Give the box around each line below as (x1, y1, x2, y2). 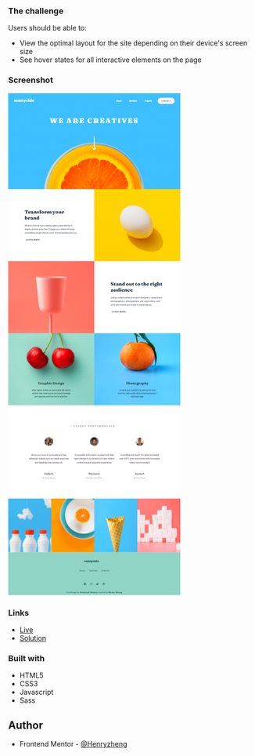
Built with (8, 652, 45, 663)
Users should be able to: (8, 24, 88, 33)
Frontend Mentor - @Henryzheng (19, 740, 127, 748)
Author (8, 718, 43, 732)
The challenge (8, 5, 64, 16)
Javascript (19, 688, 54, 697)
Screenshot (8, 75, 53, 85)
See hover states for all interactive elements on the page (19, 55, 202, 64)
